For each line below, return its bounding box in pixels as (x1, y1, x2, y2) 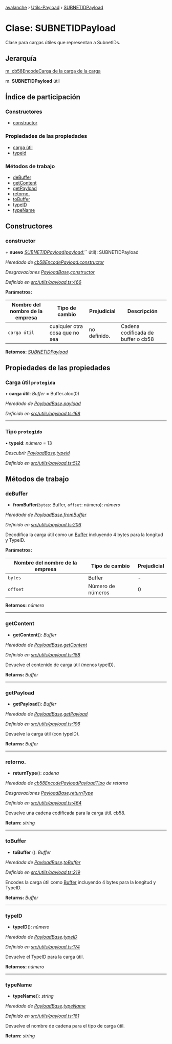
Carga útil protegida (5, 379, 55, 386)
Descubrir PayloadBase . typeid (5, 450, 70, 456)
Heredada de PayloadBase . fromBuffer (5, 511, 87, 518)
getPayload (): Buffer (12, 701, 57, 707)
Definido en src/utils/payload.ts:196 (5, 721, 81, 727)
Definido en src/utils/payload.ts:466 (5, 279, 82, 285)
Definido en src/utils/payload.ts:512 (5, 460, 80, 466)
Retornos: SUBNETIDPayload (5, 349, 68, 355)
